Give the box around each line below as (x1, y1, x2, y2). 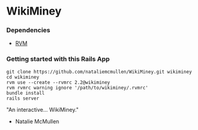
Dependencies (6, 26, 51, 35)
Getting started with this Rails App (6, 55, 110, 63)
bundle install (6, 90, 45, 96)
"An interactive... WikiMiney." (6, 106, 79, 113)
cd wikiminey (6, 74, 40, 80)
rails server (6, 95, 40, 101)
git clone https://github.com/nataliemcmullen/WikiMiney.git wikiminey (6, 69, 192, 75)
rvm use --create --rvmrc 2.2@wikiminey (6, 79, 111, 86)
